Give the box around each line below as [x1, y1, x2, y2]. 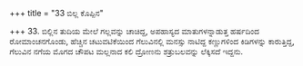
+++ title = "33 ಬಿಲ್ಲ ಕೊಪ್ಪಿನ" [9, 8, 104, 18]
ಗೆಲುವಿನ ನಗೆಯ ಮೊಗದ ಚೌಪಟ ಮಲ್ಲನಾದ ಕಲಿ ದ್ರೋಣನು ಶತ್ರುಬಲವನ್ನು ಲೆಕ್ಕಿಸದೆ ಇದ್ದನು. [9, 46, 244, 57]
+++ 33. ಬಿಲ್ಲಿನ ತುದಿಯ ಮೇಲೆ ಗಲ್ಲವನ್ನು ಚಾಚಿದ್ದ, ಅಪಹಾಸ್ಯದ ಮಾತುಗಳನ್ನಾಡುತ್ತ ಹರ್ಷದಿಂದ [9, 26, 260, 36]
